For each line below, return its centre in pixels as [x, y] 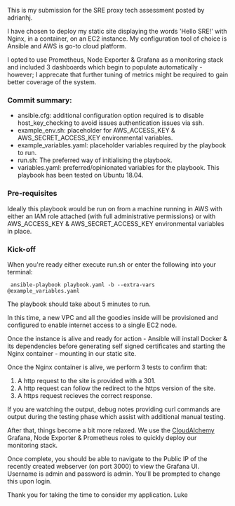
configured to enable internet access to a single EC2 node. [92, 325]
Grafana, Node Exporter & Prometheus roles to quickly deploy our [102, 437]
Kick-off [22, 249]
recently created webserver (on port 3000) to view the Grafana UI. [103, 466]
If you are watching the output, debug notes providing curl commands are [114, 409]
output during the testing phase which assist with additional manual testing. [116, 416]
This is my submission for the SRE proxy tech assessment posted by [106, 10]
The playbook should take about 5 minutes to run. [79, 304]
